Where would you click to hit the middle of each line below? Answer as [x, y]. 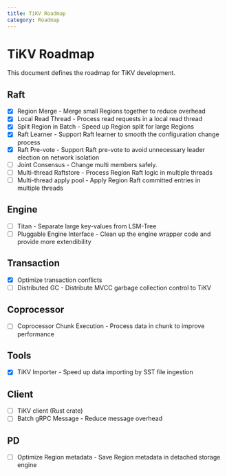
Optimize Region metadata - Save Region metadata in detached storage [119, 457]
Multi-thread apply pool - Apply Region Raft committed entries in [109, 180]
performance [36, 334]
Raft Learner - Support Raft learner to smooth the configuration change [118, 134]
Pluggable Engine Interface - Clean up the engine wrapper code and [114, 234]
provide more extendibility [54, 241]
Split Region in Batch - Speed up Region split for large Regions [106, 127]
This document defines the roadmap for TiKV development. [91, 73]
